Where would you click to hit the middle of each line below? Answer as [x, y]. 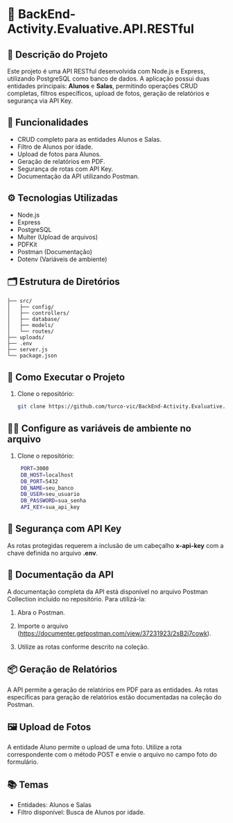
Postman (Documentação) [54, 251]
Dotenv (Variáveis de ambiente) [62, 259]
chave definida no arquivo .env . [53, 553]
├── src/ [20, 301]
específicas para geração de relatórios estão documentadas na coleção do [114, 697]
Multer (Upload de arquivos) [58, 237]
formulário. [23, 762]
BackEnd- [47, 14]
